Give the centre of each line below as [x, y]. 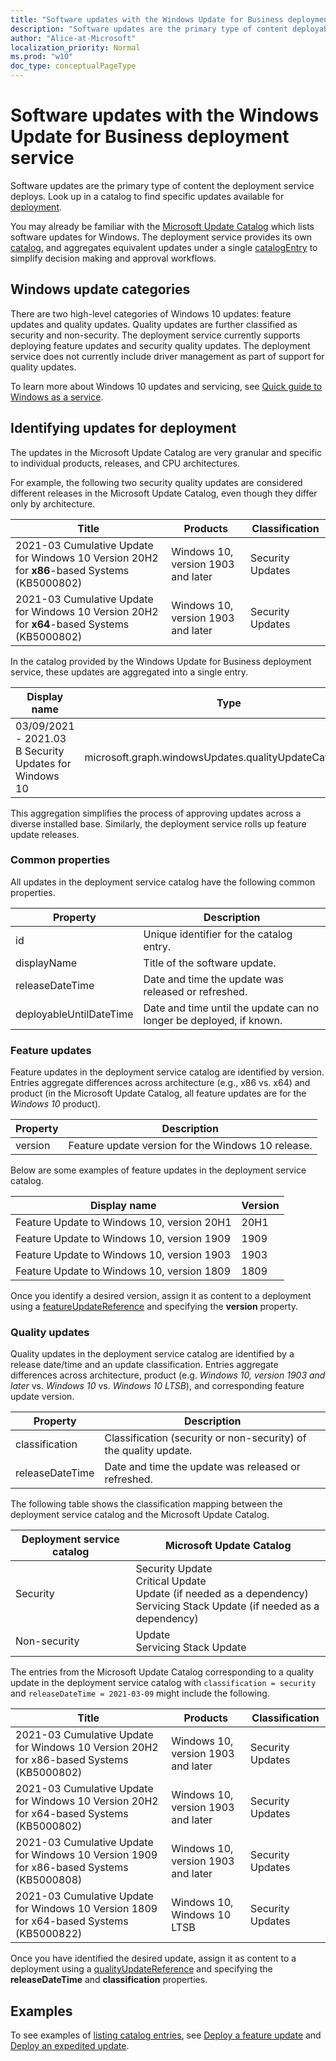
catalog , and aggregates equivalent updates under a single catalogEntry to [164, 247]
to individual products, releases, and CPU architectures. [125, 463]
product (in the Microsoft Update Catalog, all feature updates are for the [158, 1093]
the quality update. [148, 1451]
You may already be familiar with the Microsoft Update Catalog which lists [162, 226]
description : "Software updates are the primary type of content [149, 29]
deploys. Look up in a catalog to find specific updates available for [147, 196]
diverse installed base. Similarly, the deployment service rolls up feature [158, 823]
